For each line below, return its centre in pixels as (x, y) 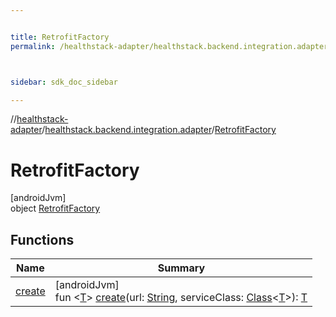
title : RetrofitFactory (60, 37)
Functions (42, 239)
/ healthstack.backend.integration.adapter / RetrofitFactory (159, 130)
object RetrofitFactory (55, 208)
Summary (181, 268)
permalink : (33, 46)
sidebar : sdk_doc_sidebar (64, 82)
